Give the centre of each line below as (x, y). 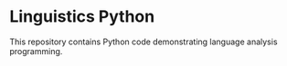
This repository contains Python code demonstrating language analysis (143, 42)
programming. (36, 51)
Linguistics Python (82, 17)
